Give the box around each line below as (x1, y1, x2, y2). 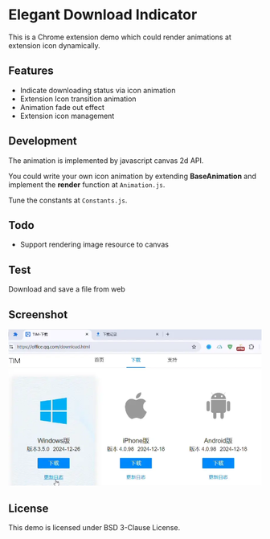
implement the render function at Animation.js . (8, 179, 166, 190)
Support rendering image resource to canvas (19, 239, 169, 250)
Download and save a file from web (8, 284, 126, 294)
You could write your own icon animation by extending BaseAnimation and (8, 171, 257, 181)
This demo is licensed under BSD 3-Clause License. (8, 523, 181, 533)
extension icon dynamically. (8, 40, 100, 50)
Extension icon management (19, 111, 115, 120)
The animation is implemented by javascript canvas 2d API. (8, 155, 204, 165)
